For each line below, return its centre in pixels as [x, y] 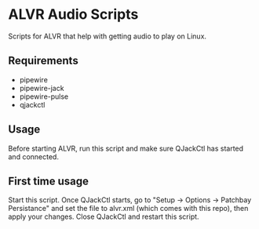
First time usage [48, 181]
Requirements [43, 61]
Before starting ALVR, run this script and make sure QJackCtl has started [126, 148]
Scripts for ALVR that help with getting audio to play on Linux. [107, 36]
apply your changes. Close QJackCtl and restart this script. [104, 216]
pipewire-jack [42, 88]
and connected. [33, 156]
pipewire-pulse [44, 96]
